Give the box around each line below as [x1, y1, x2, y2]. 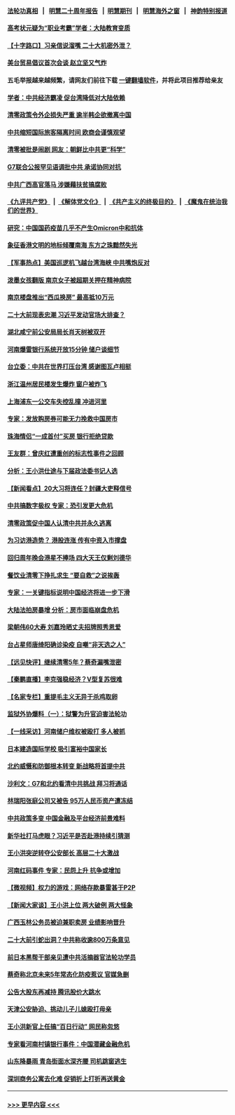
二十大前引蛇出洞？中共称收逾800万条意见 [7, 935, 130, 944]
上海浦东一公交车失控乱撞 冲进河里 [7, 397, 107, 406]
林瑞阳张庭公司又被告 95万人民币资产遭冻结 [7, 796, 134, 805]
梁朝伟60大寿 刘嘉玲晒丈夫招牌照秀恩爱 [7, 623, 121, 632]
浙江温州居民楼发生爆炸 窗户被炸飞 [7, 380, 107, 389]
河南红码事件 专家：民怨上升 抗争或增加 [7, 866, 121, 874]
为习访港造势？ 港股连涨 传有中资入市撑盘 [7, 536, 127, 545]
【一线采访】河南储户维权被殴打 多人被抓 [7, 727, 126, 735]
